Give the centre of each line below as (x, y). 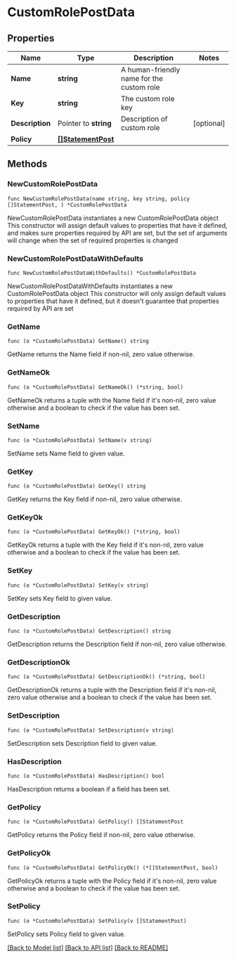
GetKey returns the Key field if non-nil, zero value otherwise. (95, 499)
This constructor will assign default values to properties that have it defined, (118, 225)
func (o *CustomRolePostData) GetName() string (78, 342)
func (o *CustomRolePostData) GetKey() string (77, 486)
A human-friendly (150, 70)
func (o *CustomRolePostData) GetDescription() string (89, 631)
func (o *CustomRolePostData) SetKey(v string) (78, 585)
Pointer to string (84, 123)
